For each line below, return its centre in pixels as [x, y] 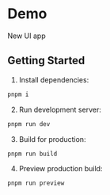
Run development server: [60, 109]
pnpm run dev [29, 124]
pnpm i [18, 94]
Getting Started [46, 61]
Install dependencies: [54, 79]
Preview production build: [61, 169]
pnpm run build [32, 154]
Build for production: [52, 139]
